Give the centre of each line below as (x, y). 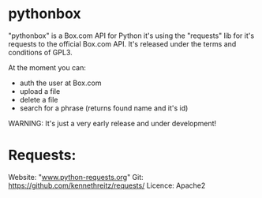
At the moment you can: (47, 67)
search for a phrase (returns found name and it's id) (104, 108)
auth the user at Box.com (60, 83)
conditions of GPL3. (40, 52)
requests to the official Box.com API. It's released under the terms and (122, 43)
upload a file (40, 91)
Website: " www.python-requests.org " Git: (76, 177)
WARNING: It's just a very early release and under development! (112, 123)
